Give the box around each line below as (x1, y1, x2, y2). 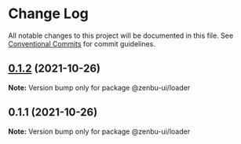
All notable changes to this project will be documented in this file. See (8, 31, 234, 40)
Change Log (8, 5, 89, 23)
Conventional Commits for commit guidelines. (8, 39, 155, 48)
